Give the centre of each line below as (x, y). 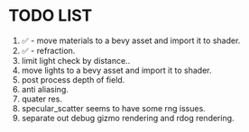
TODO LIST (51, 16)
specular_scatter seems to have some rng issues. (114, 108)
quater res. (41, 99)
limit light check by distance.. (76, 60)
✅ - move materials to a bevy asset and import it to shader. (131, 40)
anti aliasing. (45, 89)
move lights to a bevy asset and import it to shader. (116, 70)
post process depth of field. (73, 79)
